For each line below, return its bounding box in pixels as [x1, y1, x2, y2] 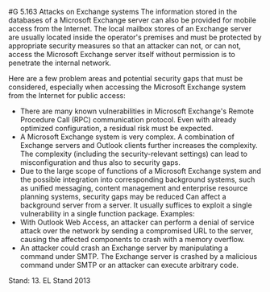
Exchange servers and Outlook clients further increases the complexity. [19, 141, 258, 150]
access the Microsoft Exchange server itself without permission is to [8, 50, 236, 59]
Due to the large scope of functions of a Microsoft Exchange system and [19, 167, 262, 175]
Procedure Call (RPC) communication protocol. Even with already [19, 115, 237, 124]
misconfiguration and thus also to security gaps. [19, 158, 181, 167]
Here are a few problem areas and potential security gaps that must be [8, 74, 243, 83]
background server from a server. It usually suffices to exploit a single [19, 200, 252, 210]
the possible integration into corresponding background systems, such [19, 175, 255, 184]
